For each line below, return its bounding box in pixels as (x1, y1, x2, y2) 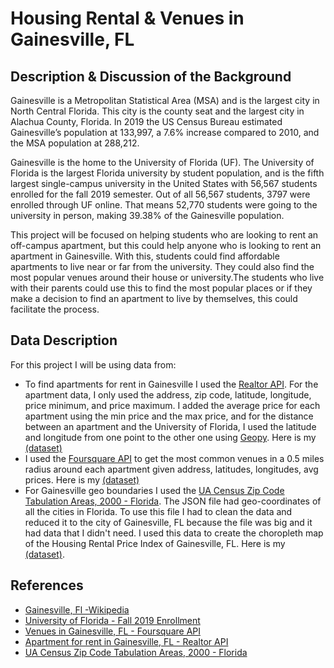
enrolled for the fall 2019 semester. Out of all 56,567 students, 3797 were (10, 188, 311, 200)
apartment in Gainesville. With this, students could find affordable (10, 250, 280, 262)
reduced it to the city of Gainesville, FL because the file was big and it (24, 516, 313, 528)
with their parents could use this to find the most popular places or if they (10, 282, 313, 294)
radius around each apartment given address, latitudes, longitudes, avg (24, 463, 319, 475)
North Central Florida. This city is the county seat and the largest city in (10, 105, 305, 117)
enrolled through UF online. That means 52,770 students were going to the (10, 199, 318, 211)
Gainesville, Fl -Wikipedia (24, 603, 130, 616)
